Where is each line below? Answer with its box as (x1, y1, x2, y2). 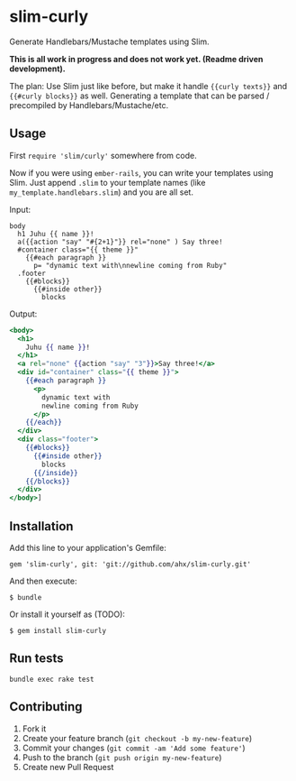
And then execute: (9, 575, 77, 586)
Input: (9, 204, 31, 215)
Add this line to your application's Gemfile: (9, 542, 166, 553)
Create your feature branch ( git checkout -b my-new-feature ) (22, 732, 253, 743)
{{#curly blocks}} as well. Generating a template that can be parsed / (9, 90, 270, 101)
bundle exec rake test (9, 675, 94, 684)
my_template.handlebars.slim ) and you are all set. (9, 187, 193, 198)
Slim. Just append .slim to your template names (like (9, 177, 206, 188)
